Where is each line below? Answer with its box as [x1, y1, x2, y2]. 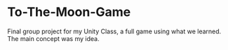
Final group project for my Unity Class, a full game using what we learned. [7, 27, 222, 35]
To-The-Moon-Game [7, 4, 131, 20]
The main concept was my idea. [7, 34, 100, 42]
